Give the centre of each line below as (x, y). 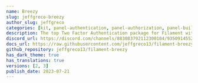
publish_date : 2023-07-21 (38, 71)
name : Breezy (22, 11)
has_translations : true (35, 60)
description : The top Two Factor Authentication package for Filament (95, 33)
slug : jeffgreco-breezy (35, 17)
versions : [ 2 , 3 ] (27, 66)
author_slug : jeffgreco (35, 22)
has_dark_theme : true (33, 55)
